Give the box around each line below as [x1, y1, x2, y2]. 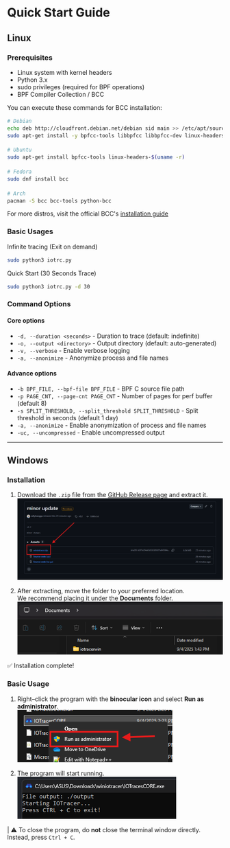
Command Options [7, 299, 71, 309]
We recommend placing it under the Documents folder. [16, 594, 173, 602]
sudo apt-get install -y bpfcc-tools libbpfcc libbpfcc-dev [7, 132, 183, 139]
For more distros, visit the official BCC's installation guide [7, 209, 169, 218]
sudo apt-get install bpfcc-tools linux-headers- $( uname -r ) [7, 154, 186, 161]
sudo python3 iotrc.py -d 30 [7, 283, 90, 290]
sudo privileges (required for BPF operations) [16, 82, 145, 91]
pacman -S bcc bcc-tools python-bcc [7, 197, 112, 204]
